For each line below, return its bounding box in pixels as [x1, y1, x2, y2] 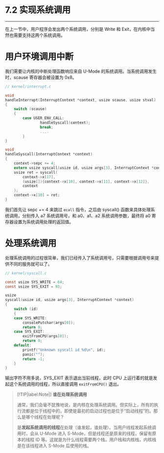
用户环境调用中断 [5, 51, 74, 63]
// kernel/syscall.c [5, 271, 47, 276]
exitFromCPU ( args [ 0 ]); [22, 334, 69, 339]
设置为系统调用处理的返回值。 [13, 218, 74, 225]
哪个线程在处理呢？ [25, 414, 64, 420]
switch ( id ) [14, 306, 38, 312]
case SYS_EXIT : [14, 329, 45, 334]
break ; [40, 125, 54, 129]
